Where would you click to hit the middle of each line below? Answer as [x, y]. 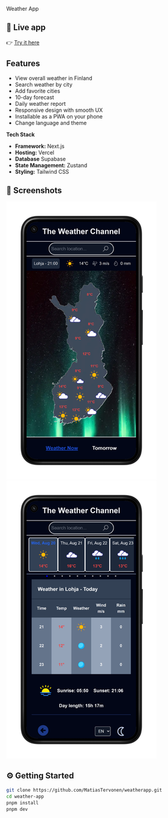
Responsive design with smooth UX [59, 110]
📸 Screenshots [34, 191]
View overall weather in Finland [54, 78]
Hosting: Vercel [34, 152]
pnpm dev [17, 809]
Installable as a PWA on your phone [59, 116]
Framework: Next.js [40, 146]
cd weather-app [25, 797]
